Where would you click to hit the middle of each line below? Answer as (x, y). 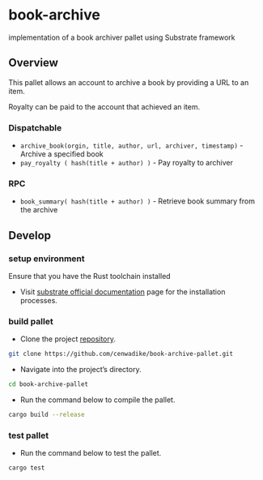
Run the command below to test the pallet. (91, 453)
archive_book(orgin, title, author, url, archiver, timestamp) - (131, 146)
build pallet (31, 321)
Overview (34, 63)
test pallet (29, 435)
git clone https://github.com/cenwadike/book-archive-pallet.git (121, 354)
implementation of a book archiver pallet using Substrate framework (122, 37)
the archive (39, 210)
